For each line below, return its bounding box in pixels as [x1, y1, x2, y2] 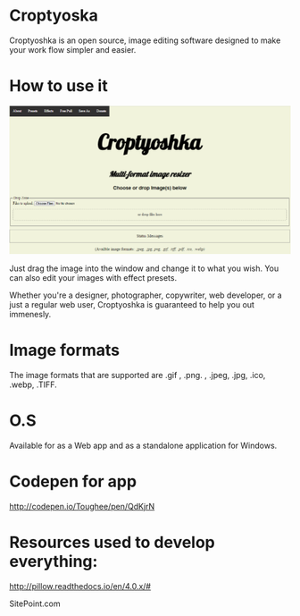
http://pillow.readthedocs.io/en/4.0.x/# [9, 580, 152, 591]
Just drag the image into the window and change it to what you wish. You [9, 263, 279, 274]
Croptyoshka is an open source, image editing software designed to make [9, 35, 281, 46]
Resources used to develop [9, 532, 216, 553]
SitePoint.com [9, 598, 61, 609]
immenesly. [9, 308, 52, 319]
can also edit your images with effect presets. [9, 272, 177, 283]
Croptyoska [9, 5, 98, 26]
